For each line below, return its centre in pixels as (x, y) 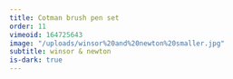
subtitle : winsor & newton (60, 52)
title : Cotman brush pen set (64, 18)
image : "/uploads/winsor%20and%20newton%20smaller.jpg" (117, 43)
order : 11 (28, 26)
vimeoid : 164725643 (46, 35)
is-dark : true (36, 60)
